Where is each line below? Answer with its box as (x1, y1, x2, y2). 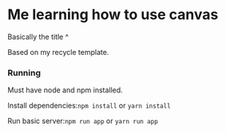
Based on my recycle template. (7, 47, 109, 57)
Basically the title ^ (7, 32, 69, 41)
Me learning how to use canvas (7, 6, 219, 24)
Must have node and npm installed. (7, 85, 123, 95)
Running (7, 67, 42, 78)
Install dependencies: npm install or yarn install (7, 101, 171, 111)
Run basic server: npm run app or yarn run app (7, 116, 159, 126)
